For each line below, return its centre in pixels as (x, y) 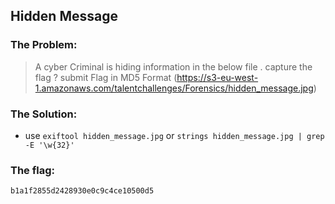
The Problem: (44, 45)
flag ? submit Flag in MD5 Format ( (106, 77)
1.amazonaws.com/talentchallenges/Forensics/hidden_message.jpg (174, 88)
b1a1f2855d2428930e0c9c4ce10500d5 (82, 191)
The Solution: (44, 114)
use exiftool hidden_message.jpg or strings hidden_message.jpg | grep (174, 135)
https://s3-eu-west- (217, 77)
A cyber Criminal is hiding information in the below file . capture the (173, 66)
